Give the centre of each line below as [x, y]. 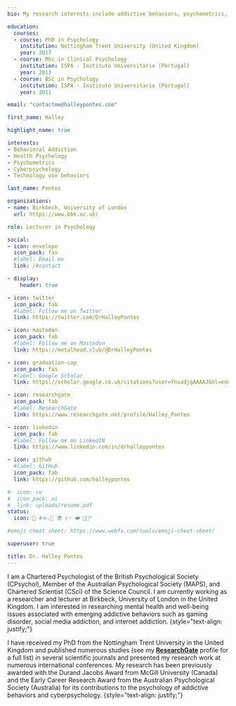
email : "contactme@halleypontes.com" [63, 105]
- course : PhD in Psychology [56, 39]
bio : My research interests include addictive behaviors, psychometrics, [118, 14]
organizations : [29, 202]
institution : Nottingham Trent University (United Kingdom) [110, 47]
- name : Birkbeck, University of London [67, 208]
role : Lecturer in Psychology [52, 227]
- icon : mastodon [33, 330]
